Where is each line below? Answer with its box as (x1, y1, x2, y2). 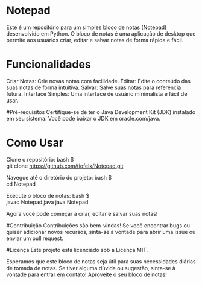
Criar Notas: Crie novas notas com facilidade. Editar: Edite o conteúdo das (6, 77, 191, 84)
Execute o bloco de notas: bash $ (6, 192, 90, 199)
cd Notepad (6, 180, 36, 188)
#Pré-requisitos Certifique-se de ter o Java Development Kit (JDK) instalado (6, 108, 196, 115)
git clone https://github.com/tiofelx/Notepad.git (6, 162, 124, 169)
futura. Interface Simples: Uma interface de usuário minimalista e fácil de (6, 90, 188, 97)
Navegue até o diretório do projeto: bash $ (6, 174, 112, 181)
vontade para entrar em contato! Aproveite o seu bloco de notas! (6, 271, 167, 278)
